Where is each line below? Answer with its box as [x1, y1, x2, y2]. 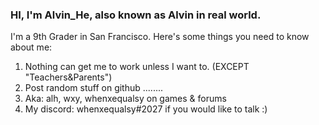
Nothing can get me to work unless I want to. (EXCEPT [24, 61, 250, 73]
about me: [10, 41, 53, 53]
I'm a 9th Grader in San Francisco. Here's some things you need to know [10, 31, 310, 43]
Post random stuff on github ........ [24, 82, 164, 94]
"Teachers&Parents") [24, 71, 113, 83]
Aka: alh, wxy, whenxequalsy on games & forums [24, 93, 227, 105]
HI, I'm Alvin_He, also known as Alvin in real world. [10, 8, 262, 22]
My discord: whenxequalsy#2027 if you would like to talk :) [24, 103, 268, 115]
